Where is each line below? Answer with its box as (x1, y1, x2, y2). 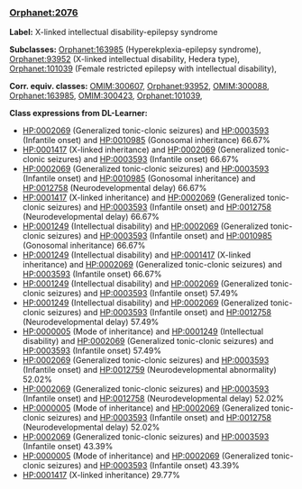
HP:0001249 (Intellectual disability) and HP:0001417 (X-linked (22, 249, 252, 260)
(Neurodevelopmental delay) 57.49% (22, 317, 160, 328)
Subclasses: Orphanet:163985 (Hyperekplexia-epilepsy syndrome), (9, 44, 261, 55)
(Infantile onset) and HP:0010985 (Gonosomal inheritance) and (22, 173, 256, 184)
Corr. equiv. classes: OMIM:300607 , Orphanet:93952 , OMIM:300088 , (9, 81, 270, 92)
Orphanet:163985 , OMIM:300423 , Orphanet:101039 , (9, 90, 203, 101)
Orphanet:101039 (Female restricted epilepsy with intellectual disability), (9, 63, 278, 74)
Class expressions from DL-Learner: (9, 108, 148, 119)
